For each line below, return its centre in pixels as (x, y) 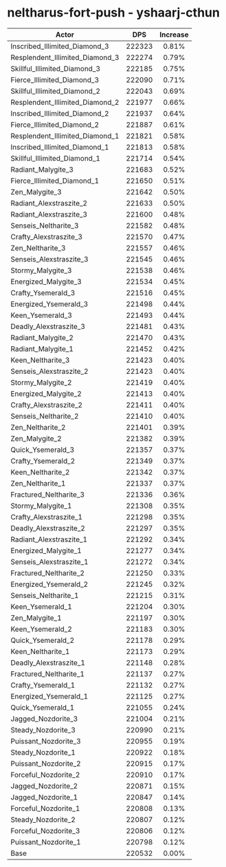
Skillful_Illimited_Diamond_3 (56, 68)
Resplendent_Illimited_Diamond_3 (65, 57)
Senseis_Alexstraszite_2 (49, 371)
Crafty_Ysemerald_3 (43, 292)
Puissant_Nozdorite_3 (46, 741)
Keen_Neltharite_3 (40, 360)
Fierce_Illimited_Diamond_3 (55, 79)
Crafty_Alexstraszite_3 (47, 237)
